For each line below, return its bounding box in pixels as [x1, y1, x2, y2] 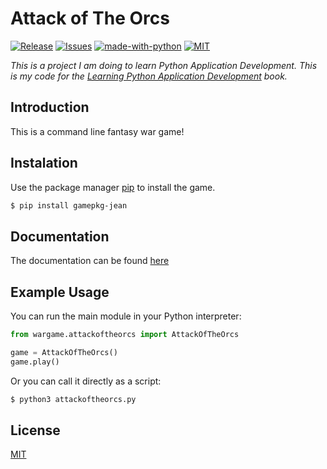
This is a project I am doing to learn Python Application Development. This [10, 59, 318, 71]
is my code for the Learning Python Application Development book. [10, 70, 288, 82]
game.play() [10, 357, 60, 367]
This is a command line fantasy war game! [10, 125, 185, 137]
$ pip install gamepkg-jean [10, 200, 128, 211]
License [10, 422, 61, 439]
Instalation [10, 155, 78, 172]
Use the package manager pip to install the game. [10, 181, 216, 193]
